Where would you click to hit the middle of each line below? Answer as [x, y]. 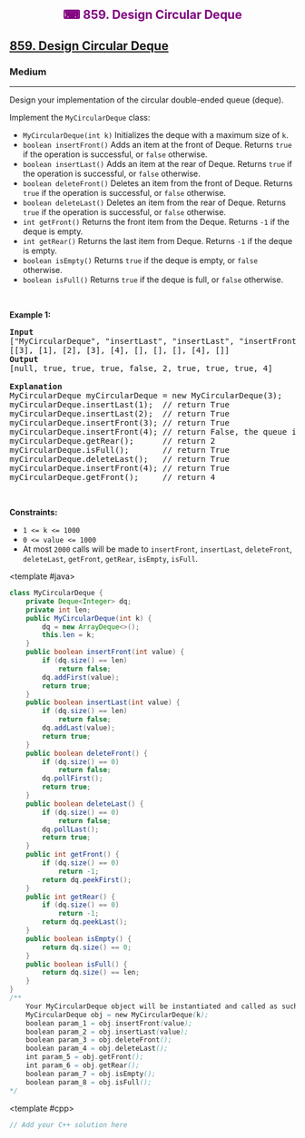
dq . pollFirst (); [73, 779]
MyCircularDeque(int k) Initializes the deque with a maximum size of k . [155, 135]
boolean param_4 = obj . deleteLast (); [97, 1049]
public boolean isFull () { [77, 964]
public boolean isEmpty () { [79, 938]
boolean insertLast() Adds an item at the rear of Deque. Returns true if [157, 164]
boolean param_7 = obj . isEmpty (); [91, 1074]
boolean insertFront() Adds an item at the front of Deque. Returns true [157, 145]
